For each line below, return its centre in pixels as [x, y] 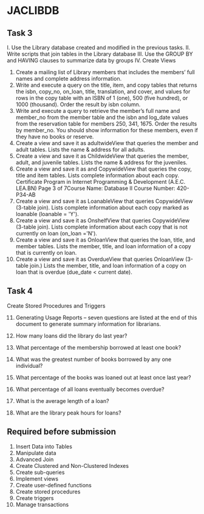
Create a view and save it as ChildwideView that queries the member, [102, 156]
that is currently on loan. [46, 253]
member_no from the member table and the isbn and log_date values [102, 117]
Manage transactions [42, 504]
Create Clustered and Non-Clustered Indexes [72, 465]
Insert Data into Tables [44, 446]
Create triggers [35, 498]
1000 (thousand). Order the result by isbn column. [78, 104]
